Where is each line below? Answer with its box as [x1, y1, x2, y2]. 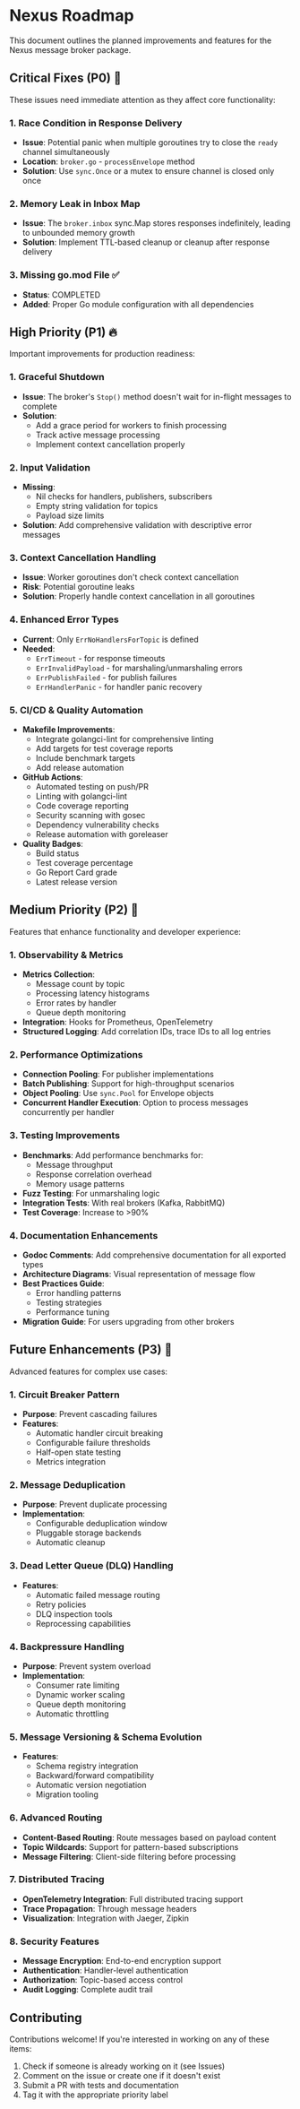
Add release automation [35, 762, 124, 773]
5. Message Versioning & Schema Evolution [9, 1731, 202, 1743]
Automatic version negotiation [35, 1780, 147, 1791]
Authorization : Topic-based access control [21, 1975, 184, 1985]
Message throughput [35, 1159, 114, 1170]
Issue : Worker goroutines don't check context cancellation [21, 572, 239, 583]
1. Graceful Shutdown [9, 371, 105, 384]
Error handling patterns [35, 1287, 122, 1298]
